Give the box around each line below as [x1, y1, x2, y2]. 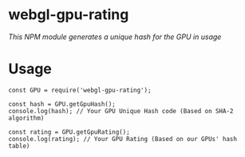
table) [8, 142, 30, 150]
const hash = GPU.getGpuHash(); [8, 100, 116, 108]
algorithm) [8, 114, 45, 122]
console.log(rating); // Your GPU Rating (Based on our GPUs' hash [8, 135, 238, 143]
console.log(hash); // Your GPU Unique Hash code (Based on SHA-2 [8, 107, 234, 115]
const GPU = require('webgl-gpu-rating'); [8, 86, 152, 94]
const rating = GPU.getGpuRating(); [8, 128, 130, 136]
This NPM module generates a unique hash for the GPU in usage [8, 32, 222, 41]
